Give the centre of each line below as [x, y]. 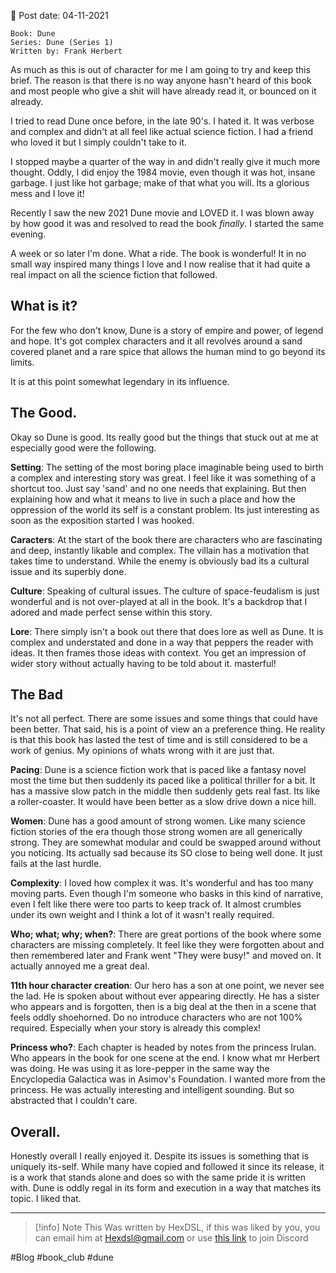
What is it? [44, 306]
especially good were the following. [83, 447]
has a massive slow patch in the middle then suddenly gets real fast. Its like [165, 791]
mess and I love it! [47, 193]
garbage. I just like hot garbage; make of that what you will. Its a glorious [160, 183]
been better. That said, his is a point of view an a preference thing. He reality [168, 729]
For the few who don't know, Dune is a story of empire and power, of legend [167, 330]
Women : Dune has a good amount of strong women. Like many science [158, 821]
